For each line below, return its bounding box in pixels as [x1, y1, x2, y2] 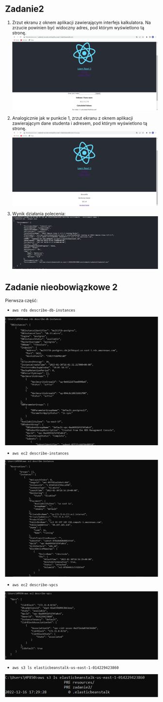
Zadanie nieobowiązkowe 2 [5, 282, 118, 293]
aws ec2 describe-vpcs [12, 583, 58, 588]
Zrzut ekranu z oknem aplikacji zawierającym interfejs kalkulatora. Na [12, 19, 151, 25]
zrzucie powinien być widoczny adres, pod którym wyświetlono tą [12, 24, 145, 30]
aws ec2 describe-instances [12, 451, 69, 456]
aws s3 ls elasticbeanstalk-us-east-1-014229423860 [12, 665, 119, 670]
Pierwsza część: [5, 298, 38, 304]
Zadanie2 [5, 3, 45, 15]
